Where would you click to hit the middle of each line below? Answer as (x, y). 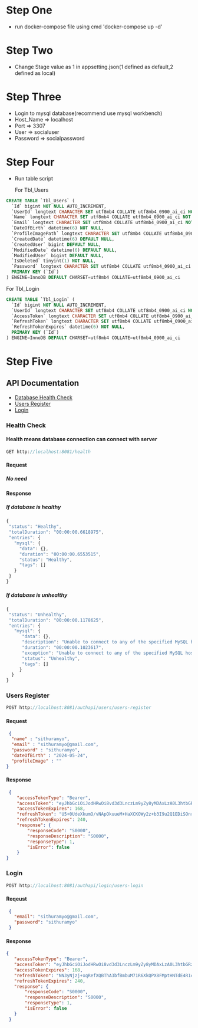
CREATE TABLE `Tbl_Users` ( (41, 201)
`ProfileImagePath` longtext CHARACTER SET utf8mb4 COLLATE (87, 234)
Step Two (29, 50)
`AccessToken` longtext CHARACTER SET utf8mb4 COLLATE (80, 316)
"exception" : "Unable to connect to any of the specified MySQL (102, 653)
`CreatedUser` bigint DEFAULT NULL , (56, 244)
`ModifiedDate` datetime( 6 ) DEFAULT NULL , (64, 250)
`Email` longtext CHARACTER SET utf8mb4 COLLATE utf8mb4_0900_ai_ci (97, 223)
